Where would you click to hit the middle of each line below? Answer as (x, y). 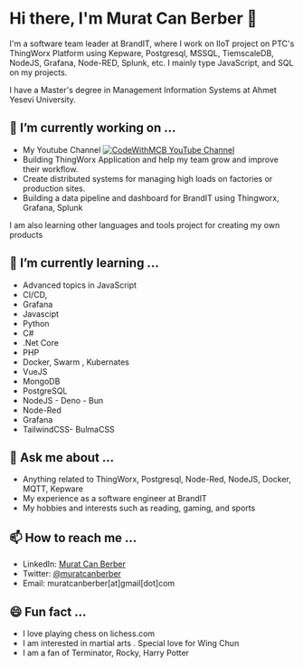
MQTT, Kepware (53, 489)
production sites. (54, 188)
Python (36, 323)
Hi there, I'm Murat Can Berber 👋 (133, 19)
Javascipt (41, 314)
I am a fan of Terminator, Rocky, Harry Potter (106, 653)
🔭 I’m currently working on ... (93, 128)
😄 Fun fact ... (48, 611)
